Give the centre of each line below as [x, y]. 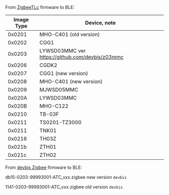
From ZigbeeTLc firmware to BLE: [40, 7]
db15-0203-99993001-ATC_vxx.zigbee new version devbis [66, 177]
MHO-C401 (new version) [71, 81]
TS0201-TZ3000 [61, 122]
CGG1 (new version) [64, 73]
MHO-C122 [54, 106]
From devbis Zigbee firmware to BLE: [44, 167]
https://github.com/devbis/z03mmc [82, 57]
